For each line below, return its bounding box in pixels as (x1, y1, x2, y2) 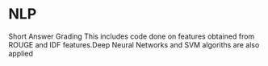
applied (8, 48, 34, 58)
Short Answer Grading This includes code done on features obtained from (8, 31, 255, 41)
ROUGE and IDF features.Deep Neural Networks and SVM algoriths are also (8, 39, 260, 49)
